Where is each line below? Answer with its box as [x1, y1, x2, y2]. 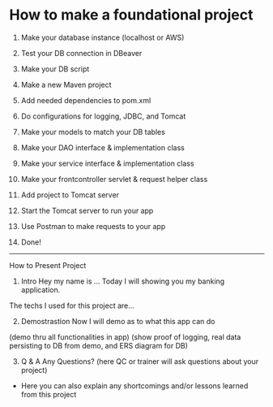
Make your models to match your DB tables [20, 127, 165, 136]
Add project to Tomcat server [20, 189, 120, 200]
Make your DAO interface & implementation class [20, 142, 185, 152]
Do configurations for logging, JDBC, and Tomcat [20, 111, 186, 121]
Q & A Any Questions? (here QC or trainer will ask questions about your [20, 356, 259, 366]
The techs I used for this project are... [9, 301, 134, 310]
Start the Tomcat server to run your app [20, 206, 154, 215]
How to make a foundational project [9, 6, 254, 24]
